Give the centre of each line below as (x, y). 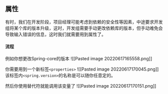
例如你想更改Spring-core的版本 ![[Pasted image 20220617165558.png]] (79, 59)
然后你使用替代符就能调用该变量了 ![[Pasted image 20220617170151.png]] (81, 86)
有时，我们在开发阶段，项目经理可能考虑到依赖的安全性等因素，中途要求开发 (84, 22)
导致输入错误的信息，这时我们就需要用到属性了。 (55, 34)
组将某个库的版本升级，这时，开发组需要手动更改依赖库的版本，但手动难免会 (84, 28)
